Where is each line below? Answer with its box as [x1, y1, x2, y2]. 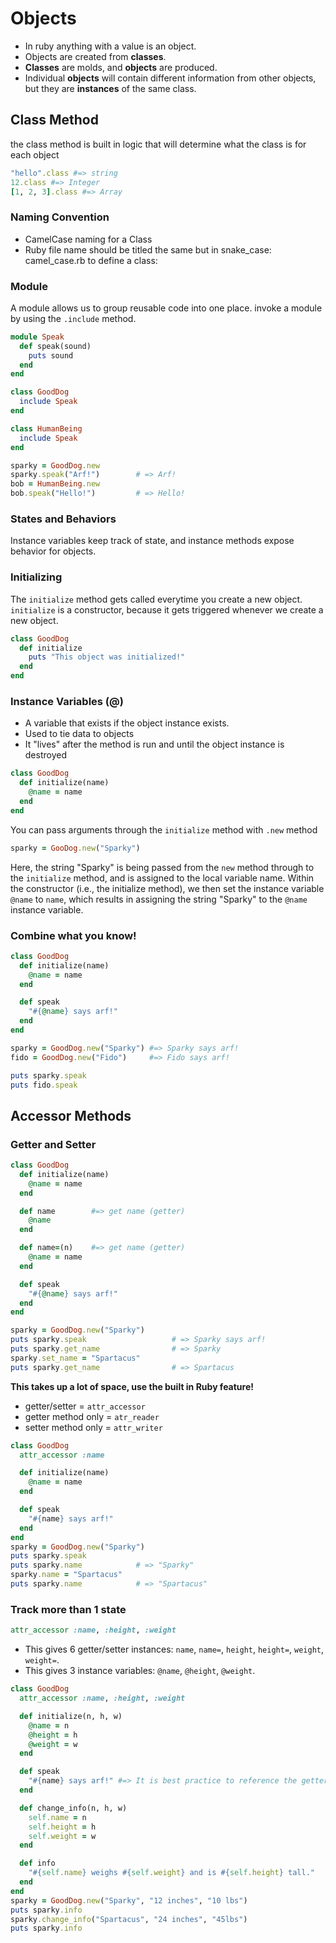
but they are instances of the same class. [24, 82, 197, 94]
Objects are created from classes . [24, 50, 167, 62]
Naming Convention [10, 210, 110, 224]
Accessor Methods [10, 1107, 132, 1124]
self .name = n [28, 1812, 87, 1822]
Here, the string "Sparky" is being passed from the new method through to [10, 861, 315, 873]
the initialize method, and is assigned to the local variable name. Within [10, 872, 315, 884]
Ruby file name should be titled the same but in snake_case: [24, 243, 272, 256]
